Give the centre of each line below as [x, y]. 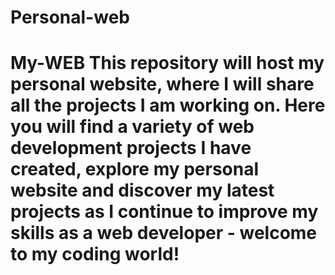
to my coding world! [95, 254]
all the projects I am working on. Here [168, 105]
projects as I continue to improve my [164, 212]
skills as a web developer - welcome [164, 233]
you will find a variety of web [132, 127]
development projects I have [131, 148]
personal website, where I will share [162, 84]
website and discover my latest [142, 190]
